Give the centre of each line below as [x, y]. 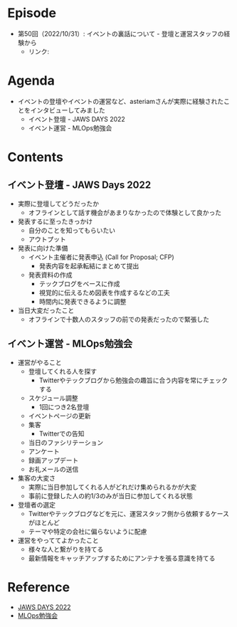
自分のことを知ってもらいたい [72, 230]
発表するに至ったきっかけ [55, 221]
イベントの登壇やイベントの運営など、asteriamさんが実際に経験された [121, 101]
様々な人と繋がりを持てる [66, 549]
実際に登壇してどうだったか [58, 204]
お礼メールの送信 [53, 469]
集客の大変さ [36, 478]
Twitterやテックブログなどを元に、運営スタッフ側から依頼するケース [128, 513]
